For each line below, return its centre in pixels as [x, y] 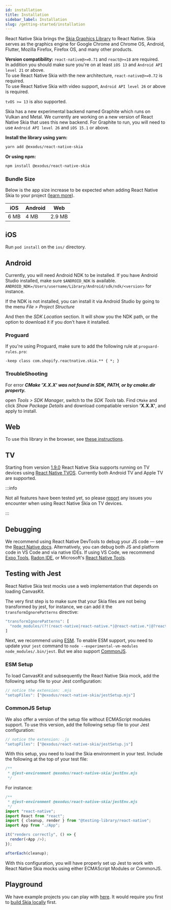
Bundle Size [20, 179]
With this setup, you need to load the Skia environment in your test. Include [84, 754]
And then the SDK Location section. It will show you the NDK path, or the [82, 317]
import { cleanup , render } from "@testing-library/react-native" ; [78, 821]
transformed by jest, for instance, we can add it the [59, 607]
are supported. [21, 478]
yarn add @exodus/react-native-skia [44, 147]
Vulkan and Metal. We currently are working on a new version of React [79, 117]
